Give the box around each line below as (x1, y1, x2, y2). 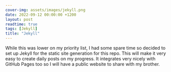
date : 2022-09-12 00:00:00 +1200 (5, 12, 77, 17)
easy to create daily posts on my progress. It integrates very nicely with (5, 56, 156, 61)
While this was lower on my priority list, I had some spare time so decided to (5, 45, 166, 51)
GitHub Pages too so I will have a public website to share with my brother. (5, 61, 160, 67)
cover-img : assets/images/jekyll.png (5, 7, 86, 13)
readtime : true (5, 21, 38, 27)
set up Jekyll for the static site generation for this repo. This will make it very (5, 50, 166, 56)
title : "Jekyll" (5, 31, 40, 36)
